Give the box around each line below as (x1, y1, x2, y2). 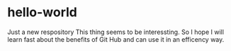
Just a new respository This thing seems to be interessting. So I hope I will (7, 28, 225, 36)
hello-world (7, 4, 78, 21)
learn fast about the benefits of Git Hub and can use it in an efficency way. (7, 35, 225, 43)
